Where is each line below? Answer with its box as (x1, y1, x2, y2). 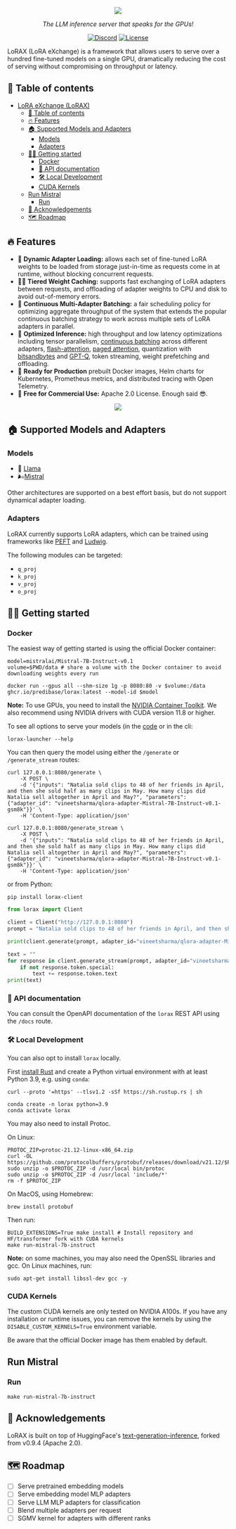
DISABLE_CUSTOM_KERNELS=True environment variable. (7, 1322, 157, 1330)
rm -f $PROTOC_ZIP (7, 1177, 61, 1184)
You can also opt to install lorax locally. (7, 1053, 122, 1062)
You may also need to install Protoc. (7, 1119, 111, 1128)
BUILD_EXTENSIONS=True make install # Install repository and (7, 1229, 193, 1236)
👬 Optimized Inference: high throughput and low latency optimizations (17, 329, 223, 338)
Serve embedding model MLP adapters (17, 1490, 131, 1499)
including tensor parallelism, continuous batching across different (17, 336, 208, 345)
